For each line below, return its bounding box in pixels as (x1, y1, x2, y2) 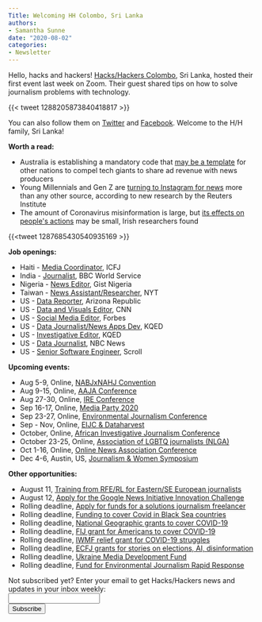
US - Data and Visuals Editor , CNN (19, 305, 132, 314)
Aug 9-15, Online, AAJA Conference (19, 386, 137, 396)
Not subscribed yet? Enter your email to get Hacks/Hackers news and (8, 576, 236, 585)
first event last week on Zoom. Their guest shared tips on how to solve (8, 79, 238, 88)
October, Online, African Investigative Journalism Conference (19, 428, 220, 438)
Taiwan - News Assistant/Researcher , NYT (19, 288, 159, 297)
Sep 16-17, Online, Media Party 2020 (19, 403, 139, 412)
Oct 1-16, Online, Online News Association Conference (19, 446, 197, 454)
